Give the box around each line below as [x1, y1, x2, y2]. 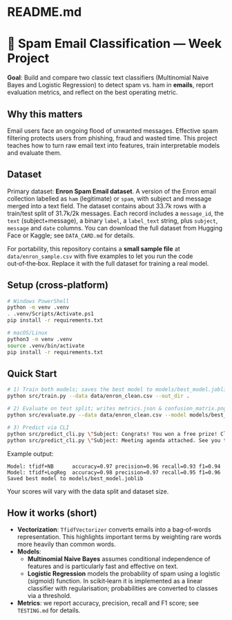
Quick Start [7, 367, 57, 379]
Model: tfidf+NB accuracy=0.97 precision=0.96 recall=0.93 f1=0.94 [7, 463, 221, 470]
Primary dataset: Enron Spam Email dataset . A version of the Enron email [7, 187, 216, 195]
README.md [7, 4, 82, 20]
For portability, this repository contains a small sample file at [7, 244, 181, 253]
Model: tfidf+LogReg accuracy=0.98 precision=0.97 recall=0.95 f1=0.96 [7, 468, 221, 476]
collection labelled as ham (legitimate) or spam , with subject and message [7, 194, 212, 203]
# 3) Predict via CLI [7, 423, 70, 431]
